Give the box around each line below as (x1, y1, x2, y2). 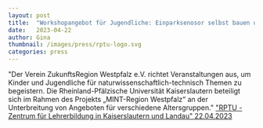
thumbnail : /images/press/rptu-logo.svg (8, 41, 142, 49)
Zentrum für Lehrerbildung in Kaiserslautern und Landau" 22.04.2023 (8, 112, 232, 120)
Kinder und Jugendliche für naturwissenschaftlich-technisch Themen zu (8, 78, 242, 87)
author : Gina (8, 33, 51, 42)
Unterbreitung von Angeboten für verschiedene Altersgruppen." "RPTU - (8, 103, 243, 112)
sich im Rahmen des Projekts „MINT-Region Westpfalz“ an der (8, 95, 209, 104)
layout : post (8, 11, 51, 20)
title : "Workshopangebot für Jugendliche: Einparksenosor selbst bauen (8, 19, 250, 27)
